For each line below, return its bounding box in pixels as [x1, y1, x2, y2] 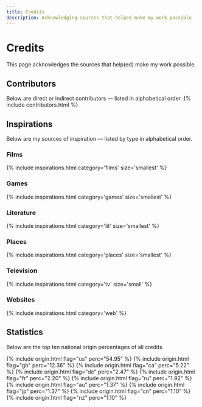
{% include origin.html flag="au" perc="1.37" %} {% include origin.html [6, 381, 185, 388]
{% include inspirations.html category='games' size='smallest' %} [6, 193, 172, 200]
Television [6, 266, 38, 275]
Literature [6, 208, 37, 217]
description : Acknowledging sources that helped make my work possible [6, 15, 192, 21]
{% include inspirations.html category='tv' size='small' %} [6, 280, 153, 288]
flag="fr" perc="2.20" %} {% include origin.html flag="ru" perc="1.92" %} [6, 374, 193, 381]
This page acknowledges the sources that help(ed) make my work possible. [6, 61, 197, 68]
